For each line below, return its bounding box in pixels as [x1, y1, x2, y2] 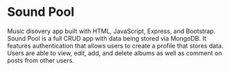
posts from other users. [7, 56, 75, 64]
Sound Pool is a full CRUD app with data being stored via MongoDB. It [7, 34, 206, 42]
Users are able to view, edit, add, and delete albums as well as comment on [7, 49, 222, 57]
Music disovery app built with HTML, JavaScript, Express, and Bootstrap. [7, 27, 216, 35]
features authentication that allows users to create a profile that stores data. [7, 41, 224, 50]
